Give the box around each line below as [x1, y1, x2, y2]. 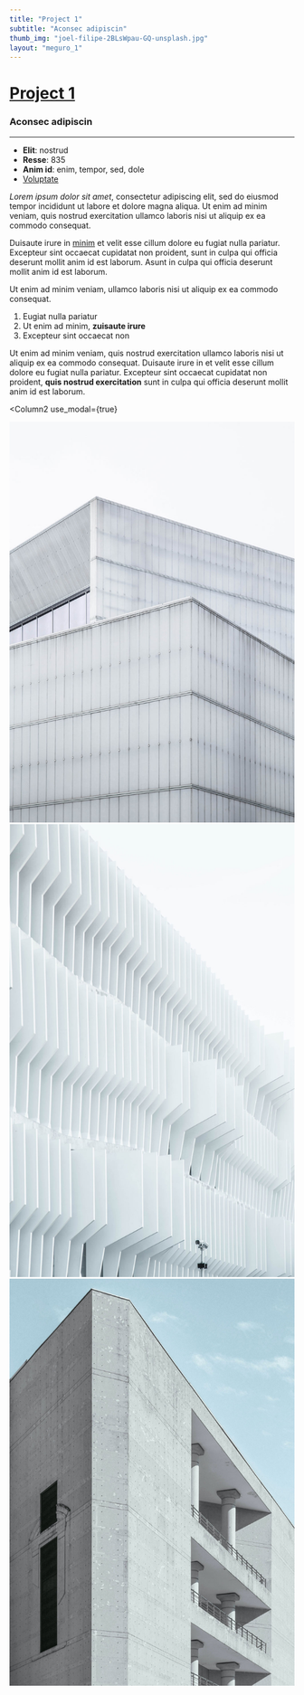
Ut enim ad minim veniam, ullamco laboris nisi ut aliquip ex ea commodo [9, 283, 279, 294]
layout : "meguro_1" [9, 43, 83, 52]
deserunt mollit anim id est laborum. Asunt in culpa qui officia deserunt [9, 256, 273, 267]
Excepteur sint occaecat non [22, 330, 129, 341]
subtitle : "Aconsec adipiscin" [9, 24, 128, 33]
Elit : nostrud [22, 145, 69, 156]
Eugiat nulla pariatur [22, 310, 98, 321]
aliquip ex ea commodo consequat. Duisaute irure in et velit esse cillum [9, 357, 274, 368]
